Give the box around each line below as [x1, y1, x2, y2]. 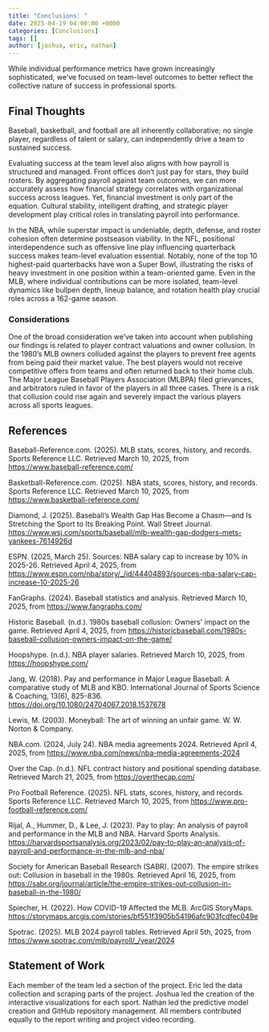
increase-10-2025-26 [8, 577, 79, 588]
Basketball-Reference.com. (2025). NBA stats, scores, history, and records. [8, 478, 259, 488]
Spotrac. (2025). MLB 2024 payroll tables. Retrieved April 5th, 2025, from [8, 927, 251, 937]
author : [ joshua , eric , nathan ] [8, 42, 116, 50]
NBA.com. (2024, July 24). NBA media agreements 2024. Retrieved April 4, [8, 740, 257, 749]
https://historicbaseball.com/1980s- [128, 625, 247, 636]
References [8, 423, 67, 437]
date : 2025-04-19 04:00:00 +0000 [8, 19, 120, 27]
